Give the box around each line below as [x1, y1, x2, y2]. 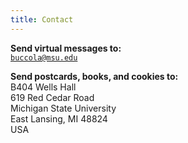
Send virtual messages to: [10, 42, 122, 54]
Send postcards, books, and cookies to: [10, 70, 179, 82]
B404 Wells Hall [10, 81, 77, 93]
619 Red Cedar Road [10, 91, 95, 103]
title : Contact [10, 14, 74, 25]
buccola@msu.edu [10, 52, 78, 63]
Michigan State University [10, 102, 117, 114]
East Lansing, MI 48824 [10, 112, 108, 125]
